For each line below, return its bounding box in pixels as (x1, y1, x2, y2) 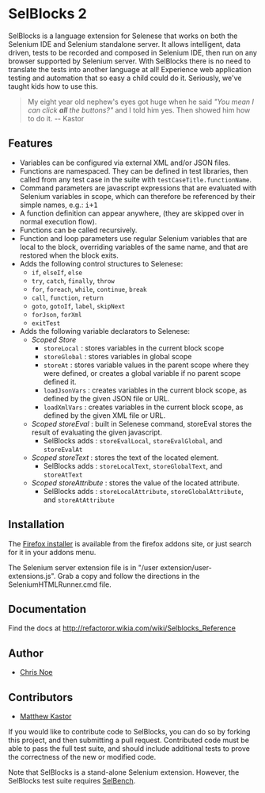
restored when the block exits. (19, 251, 119, 260)
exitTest (31, 319, 61, 328)
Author (8, 646, 44, 660)
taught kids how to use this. (8, 81, 99, 91)
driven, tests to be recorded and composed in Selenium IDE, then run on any (8, 48, 257, 57)
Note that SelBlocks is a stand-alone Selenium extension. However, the (8, 768, 240, 777)
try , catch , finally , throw (31, 275, 115, 285)
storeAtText (43, 471, 83, 479)
